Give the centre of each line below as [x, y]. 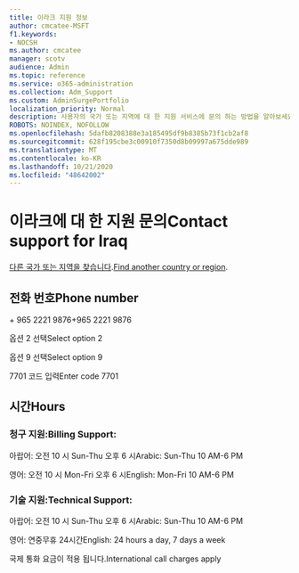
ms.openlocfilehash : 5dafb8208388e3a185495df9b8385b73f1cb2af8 [129, 134]
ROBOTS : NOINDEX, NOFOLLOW [59, 126]
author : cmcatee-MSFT [49, 26]
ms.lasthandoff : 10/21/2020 [61, 167]
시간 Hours [37, 407]
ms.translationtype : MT [53, 150]
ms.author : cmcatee [45, 51]
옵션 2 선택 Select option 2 [56, 338]
